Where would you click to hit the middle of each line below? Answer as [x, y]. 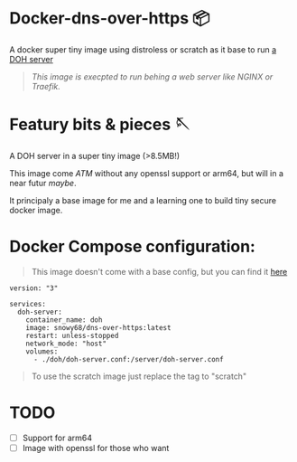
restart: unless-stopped [72, 335]
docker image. [36, 210]
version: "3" [34, 288]
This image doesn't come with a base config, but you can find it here [159, 271]
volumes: [42, 351]
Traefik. [46, 86]
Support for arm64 [57, 438]
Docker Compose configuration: [132, 247]
